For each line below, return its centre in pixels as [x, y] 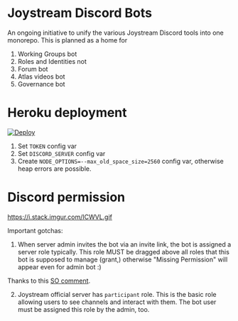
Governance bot [41, 84]
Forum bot [33, 69]
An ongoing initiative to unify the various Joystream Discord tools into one [115, 33]
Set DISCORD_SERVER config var [61, 153]
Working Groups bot [47, 54]
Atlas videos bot [41, 77]
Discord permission [66, 197]
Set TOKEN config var [47, 146]
